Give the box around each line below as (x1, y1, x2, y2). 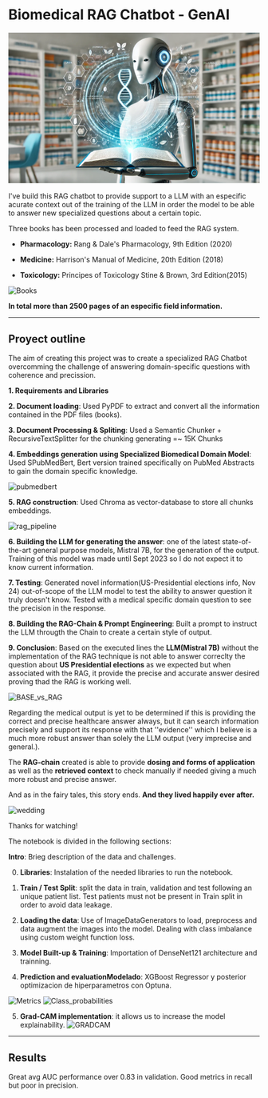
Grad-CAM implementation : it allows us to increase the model (19, 1012, 226, 1021)
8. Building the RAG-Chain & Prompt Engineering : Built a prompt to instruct (8, 619, 258, 629)
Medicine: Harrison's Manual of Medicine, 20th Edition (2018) (19, 254, 224, 265)
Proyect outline (8, 332, 86, 346)
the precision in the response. (8, 603, 106, 613)
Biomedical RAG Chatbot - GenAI (8, 6, 230, 24)
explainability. (19, 1020, 65, 1030)
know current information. (8, 563, 94, 572)
